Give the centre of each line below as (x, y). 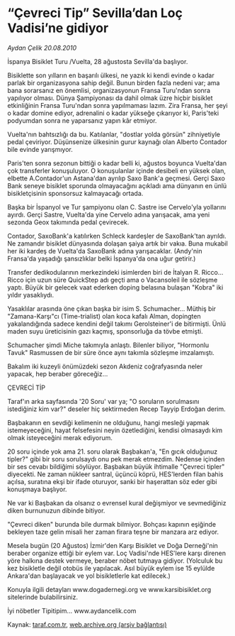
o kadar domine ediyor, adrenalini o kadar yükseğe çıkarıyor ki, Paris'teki (113, 113)
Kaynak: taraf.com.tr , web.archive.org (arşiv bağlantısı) (87, 624)
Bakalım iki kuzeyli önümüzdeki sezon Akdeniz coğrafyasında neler (105, 366)
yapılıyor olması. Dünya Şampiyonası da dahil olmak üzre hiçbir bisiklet (110, 98)
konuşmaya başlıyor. (37, 489)
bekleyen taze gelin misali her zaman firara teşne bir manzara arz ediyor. (113, 532)
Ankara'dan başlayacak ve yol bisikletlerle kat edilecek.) (89, 576)
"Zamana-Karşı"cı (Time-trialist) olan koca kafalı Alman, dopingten (104, 316)
